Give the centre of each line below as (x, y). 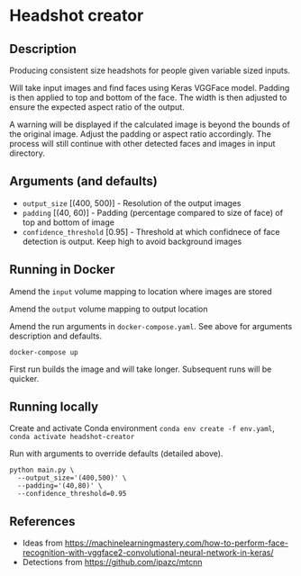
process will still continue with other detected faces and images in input (142, 144)
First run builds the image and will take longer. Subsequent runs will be (141, 369)
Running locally (54, 407)
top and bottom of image (68, 222)
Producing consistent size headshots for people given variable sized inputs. (150, 70)
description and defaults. (56, 336)
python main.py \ (42, 470)
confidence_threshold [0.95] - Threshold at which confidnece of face (151, 231)
